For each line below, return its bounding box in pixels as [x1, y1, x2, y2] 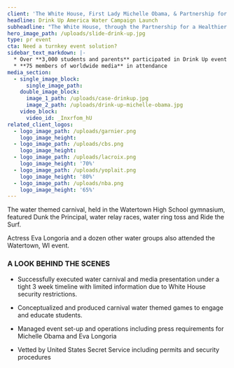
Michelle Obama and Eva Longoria [17, 332, 117, 340]
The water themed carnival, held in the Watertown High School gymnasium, [7, 205, 226, 214]
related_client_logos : [7, 121, 74, 128]
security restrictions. [17, 289, 78, 298]
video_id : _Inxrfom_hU [25, 114, 92, 121]
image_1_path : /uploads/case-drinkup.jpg [25, 95, 149, 102]
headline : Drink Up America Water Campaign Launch [7, 17, 158, 24]
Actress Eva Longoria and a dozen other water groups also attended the [7, 234, 215, 243]
